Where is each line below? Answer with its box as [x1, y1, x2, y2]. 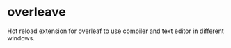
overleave [7, 4, 66, 20]
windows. [7, 34, 35, 42]
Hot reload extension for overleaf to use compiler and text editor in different [7, 27, 224, 35]
